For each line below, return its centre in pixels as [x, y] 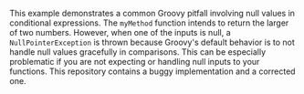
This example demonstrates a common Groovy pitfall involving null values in [152, 13]
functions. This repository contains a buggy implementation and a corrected [152, 71]
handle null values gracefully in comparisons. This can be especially [138, 52]
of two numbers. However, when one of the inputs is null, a [120, 32]
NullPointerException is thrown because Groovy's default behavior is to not [152, 42]
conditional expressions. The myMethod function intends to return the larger [149, 23]
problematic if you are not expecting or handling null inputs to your [135, 62]
